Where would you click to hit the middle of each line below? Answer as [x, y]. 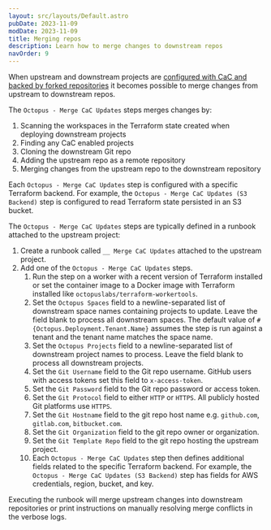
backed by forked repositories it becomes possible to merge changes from [133, 85]
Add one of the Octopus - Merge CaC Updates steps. [106, 268]
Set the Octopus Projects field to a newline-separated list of [132, 345]
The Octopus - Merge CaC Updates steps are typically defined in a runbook [132, 226]
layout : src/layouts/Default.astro [69, 16]
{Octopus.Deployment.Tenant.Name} [90, 329]
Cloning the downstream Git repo [75, 152]
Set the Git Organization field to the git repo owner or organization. [146, 432]
